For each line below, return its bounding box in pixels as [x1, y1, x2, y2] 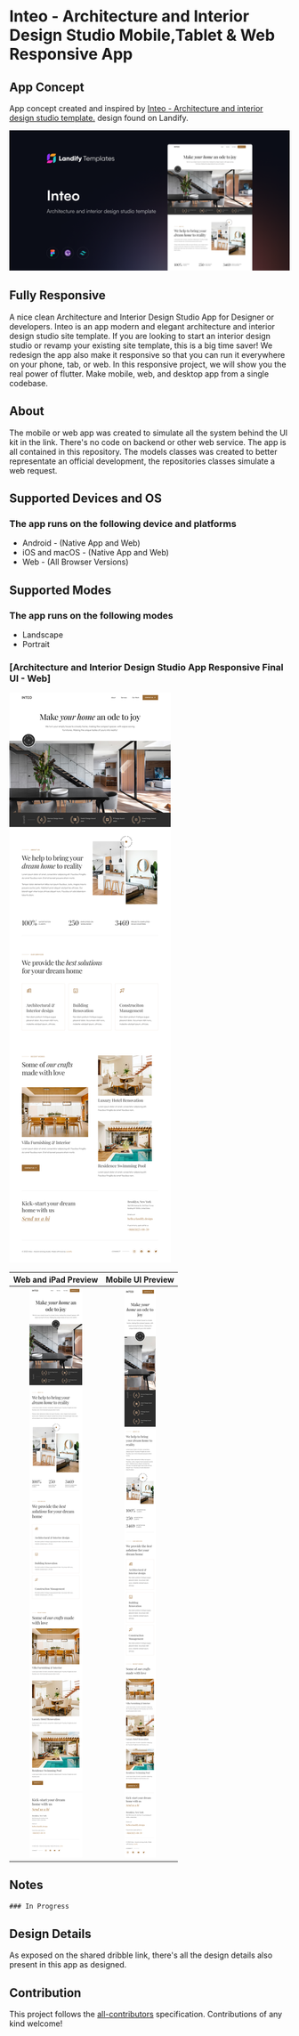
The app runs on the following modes [9, 609, 174, 621]
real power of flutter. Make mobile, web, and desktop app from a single [9, 368, 270, 379]
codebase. [9, 377, 49, 388]
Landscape [21, 629, 64, 640]
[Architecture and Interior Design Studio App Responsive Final [9, 661, 284, 673]
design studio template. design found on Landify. [9, 113, 189, 123]
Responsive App [9, 45, 133, 64]
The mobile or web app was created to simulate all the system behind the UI [9, 427, 288, 438]
